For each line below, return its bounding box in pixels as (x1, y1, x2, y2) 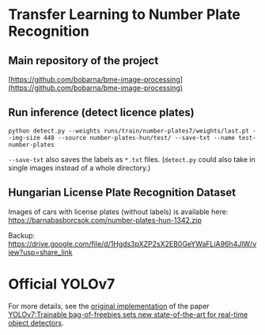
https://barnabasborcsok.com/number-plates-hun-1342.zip (8, 215, 202, 224)
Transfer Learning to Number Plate (8, 6, 241, 24)
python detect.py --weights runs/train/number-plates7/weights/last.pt (8, 126, 249, 135)
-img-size (8, 134, 41, 141)
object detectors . (8, 318, 64, 327)
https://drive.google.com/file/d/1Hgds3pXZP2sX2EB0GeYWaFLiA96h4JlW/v (8, 239, 257, 248)
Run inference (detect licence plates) (8, 106, 195, 119)
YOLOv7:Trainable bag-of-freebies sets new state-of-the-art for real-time (8, 310, 248, 319)
